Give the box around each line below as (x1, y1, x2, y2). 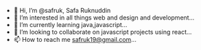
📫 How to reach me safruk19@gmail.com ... (13, 36, 137, 43)
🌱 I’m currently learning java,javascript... (13, 21, 128, 28)
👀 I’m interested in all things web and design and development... (13, 14, 195, 22)
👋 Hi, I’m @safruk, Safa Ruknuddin (13, 7, 111, 14)
